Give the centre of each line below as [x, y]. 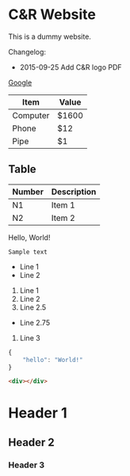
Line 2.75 [34, 322]
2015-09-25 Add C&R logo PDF [71, 67]
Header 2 [32, 442]
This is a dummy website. [50, 36]
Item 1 [63, 205]
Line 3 [30, 337]
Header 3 [27, 465]
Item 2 [63, 218]
